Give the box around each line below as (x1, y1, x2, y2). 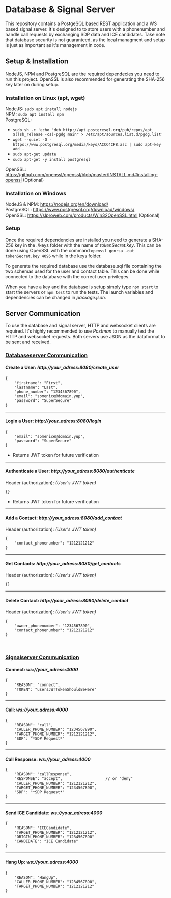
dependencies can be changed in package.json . (5, 294, 107, 300)
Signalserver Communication (5, 654, 79, 661)
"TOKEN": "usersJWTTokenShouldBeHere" (14, 687, 97, 692)
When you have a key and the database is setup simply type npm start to (5, 283, 159, 290)
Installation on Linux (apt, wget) (5, 94, 85, 101)
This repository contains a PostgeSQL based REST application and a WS (5, 20, 157, 27)
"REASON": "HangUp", (14, 875, 58, 880)
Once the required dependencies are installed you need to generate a (5, 237, 151, 243)
